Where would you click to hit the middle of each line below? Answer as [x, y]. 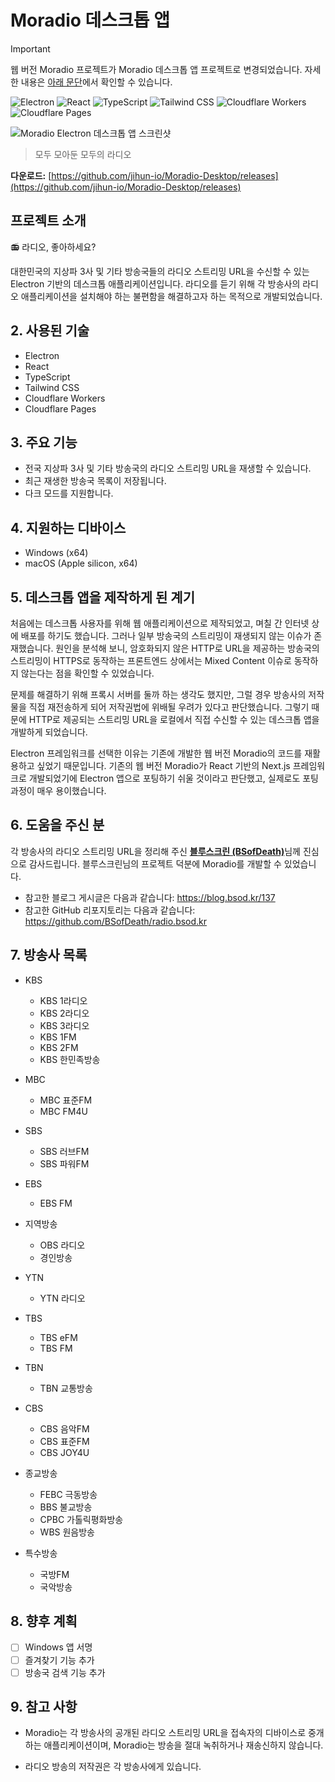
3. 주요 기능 [44, 442]
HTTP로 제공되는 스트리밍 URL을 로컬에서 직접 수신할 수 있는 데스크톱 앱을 [174, 719]
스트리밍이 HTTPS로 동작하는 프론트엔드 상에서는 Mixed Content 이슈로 [151, 660]
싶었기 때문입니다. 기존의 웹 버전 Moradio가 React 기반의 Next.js [163, 765]
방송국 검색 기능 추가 [65, 1672]
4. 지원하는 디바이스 [68, 527]
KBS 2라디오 [64, 1013]
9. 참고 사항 [44, 1707]
